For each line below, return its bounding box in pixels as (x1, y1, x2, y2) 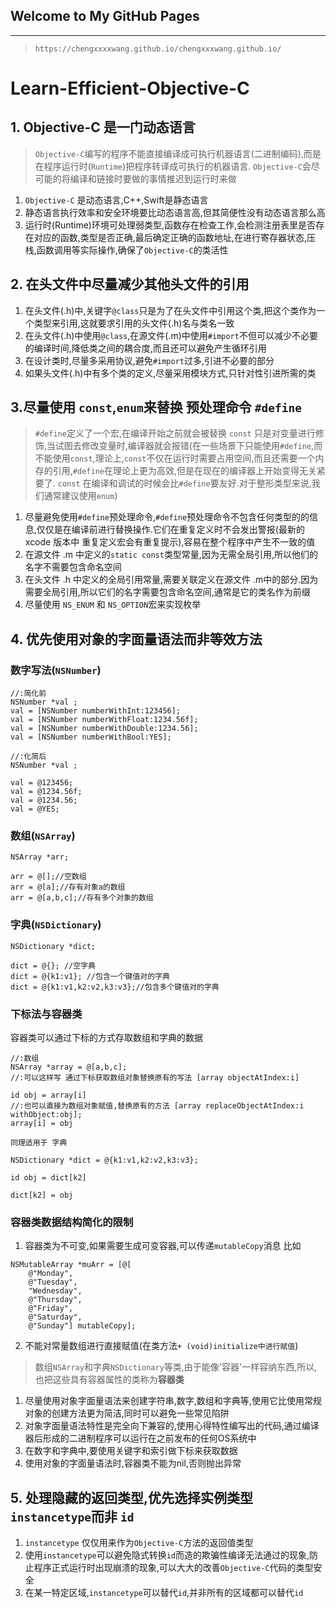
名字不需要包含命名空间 (24, 561, 122, 573)
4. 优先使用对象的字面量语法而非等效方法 (10, 630, 263, 648)
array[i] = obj (10, 1119, 74, 1129)
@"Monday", (28, 1269, 74, 1279)
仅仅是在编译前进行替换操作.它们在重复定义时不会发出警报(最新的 (36, 524, 305, 536)
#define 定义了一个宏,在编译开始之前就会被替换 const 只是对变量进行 (34, 427, 316, 439)
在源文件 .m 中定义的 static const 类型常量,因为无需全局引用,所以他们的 (24, 549, 318, 561)
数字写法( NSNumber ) (10, 663, 102, 677)
